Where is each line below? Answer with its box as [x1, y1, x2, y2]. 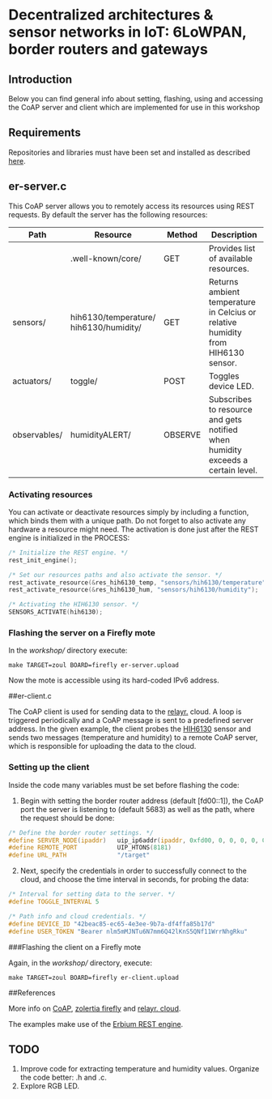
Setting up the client [8, 762, 90, 773]
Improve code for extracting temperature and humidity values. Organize [19, 1064, 260, 1074]
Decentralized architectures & [8, 6, 214, 24]
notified [209, 424, 239, 435]
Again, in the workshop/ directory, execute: [8, 958, 152, 968]
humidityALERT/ [70, 429, 131, 440]
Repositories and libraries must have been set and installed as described [8, 148, 251, 157]
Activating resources [8, 489, 93, 500]
